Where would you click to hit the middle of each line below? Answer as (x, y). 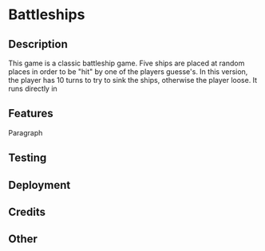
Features (31, 114)
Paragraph (26, 132)
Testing (28, 158)
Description (38, 44)
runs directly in (33, 88)
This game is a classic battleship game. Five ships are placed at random (127, 63)
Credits (27, 212)
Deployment (40, 185)
